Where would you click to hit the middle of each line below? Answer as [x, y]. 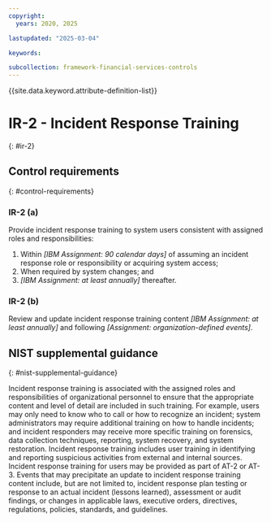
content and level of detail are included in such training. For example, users [134, 406]
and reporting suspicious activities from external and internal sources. [125, 458]
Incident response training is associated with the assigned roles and [122, 389]
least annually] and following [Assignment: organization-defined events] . [131, 328]
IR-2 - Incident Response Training [124, 124]
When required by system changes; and [87, 272]
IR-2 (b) [24, 302]
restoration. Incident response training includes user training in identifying [132, 449]
